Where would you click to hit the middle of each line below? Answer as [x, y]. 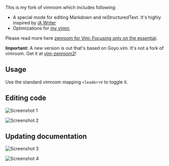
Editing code [26, 98]
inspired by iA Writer [34, 23]
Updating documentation [46, 137]
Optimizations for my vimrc [41, 28]
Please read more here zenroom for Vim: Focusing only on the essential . [81, 38]
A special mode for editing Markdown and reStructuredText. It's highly [87, 17]
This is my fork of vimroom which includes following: [61, 7]
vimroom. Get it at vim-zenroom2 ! [41, 54]
